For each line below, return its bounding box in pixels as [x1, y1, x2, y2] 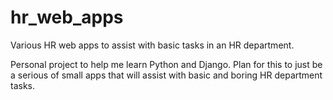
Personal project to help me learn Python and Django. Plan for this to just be [10, 58, 323, 70]
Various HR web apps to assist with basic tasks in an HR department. [10, 39, 295, 51]
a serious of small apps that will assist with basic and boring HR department [10, 69, 323, 81]
